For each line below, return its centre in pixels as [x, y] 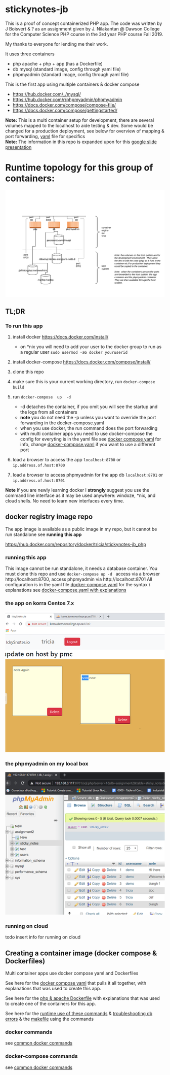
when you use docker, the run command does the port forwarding [89, 428]
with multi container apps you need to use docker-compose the [86, 434]
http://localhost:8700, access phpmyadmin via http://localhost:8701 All [79, 579]
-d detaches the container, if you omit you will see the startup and [89, 407]
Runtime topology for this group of [79, 168]
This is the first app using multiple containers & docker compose [72, 84]
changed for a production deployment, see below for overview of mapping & [85, 131]
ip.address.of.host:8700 [39, 465]
